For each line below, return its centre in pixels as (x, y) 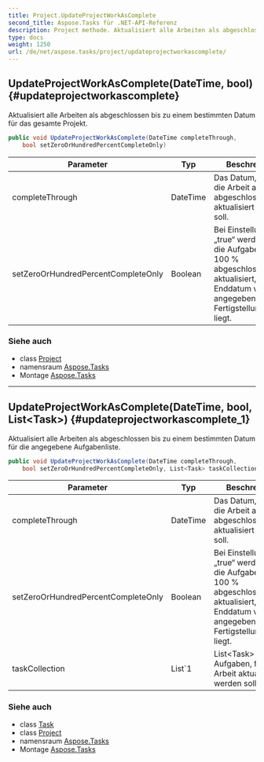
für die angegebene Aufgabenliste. (64, 447)
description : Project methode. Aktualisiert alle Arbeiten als (114, 30)
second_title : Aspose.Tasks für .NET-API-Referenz (93, 23)
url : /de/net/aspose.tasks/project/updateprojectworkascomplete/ (117, 52)
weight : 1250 (29, 45)
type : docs (26, 37)
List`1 (181, 669)
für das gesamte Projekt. (48, 123)
